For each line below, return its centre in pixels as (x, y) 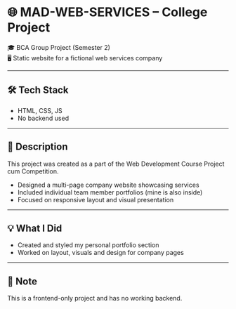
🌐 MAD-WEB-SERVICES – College (107, 12)
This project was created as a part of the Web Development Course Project (116, 164)
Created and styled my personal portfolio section (88, 245)
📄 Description (38, 147)
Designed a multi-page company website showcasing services (108, 185)
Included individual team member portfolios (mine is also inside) (110, 192)
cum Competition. (33, 171)
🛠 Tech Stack (38, 90)
